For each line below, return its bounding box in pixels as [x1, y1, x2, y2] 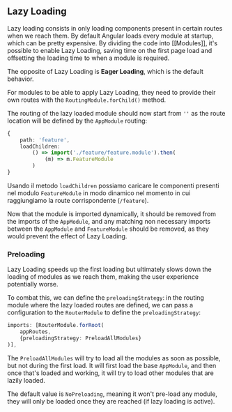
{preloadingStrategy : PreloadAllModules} [20, 335, 141, 342]
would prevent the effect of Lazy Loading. [7, 231, 127, 240]
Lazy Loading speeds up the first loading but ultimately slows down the [7, 265, 212, 274]
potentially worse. [7, 280, 59, 289]
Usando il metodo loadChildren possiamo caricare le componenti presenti [7, 181, 219, 190]
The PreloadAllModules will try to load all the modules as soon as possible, [7, 353, 221, 362]
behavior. [7, 75, 34, 83]
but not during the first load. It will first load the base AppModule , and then [7, 361, 217, 369]
